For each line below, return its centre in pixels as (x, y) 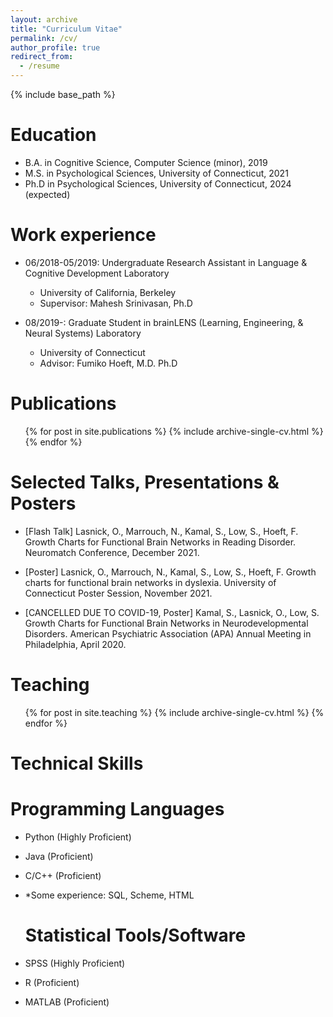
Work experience (83, 235)
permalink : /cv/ (44, 38)
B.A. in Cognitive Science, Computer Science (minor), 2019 (146, 162)
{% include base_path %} (63, 94)
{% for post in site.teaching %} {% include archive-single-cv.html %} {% (174, 712)
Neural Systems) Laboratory (83, 333)
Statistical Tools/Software (135, 935)
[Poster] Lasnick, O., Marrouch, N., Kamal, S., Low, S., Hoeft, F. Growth (170, 572)
